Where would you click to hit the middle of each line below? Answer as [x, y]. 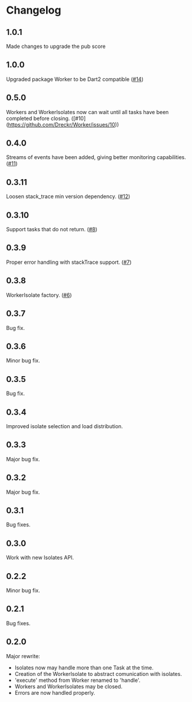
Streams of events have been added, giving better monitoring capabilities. [96, 157]
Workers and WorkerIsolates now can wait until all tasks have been [87, 112]
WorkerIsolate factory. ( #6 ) [39, 295]
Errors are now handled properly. [55, 693]
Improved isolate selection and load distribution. [64, 426]
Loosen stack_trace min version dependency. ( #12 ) [68, 196]
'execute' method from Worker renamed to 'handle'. [77, 680]
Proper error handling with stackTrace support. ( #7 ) [69, 262]
